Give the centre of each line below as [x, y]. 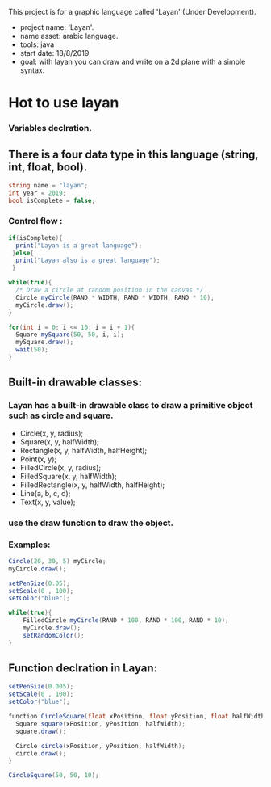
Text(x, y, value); [48, 502]
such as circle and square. [61, 415]
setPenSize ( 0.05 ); [39, 583]
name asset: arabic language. [69, 36]
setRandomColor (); [54, 635]
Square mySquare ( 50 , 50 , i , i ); [70, 335]
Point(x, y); [38, 459]
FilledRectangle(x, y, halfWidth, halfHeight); [92, 485]
